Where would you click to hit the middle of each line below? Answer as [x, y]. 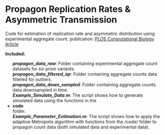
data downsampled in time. [40, 90]
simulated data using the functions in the [54, 100]
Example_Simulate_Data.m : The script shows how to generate [77, 95]
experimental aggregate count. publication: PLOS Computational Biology [80, 39]
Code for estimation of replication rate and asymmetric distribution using [80, 33]
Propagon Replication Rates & [68, 9]
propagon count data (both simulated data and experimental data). [81, 127]
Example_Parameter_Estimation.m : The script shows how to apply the [86, 116]
